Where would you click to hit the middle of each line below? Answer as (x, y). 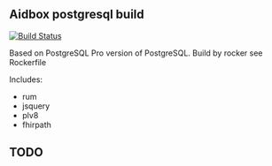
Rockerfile (28, 62)
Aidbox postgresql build (77, 15)
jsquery (36, 106)
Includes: (26, 79)
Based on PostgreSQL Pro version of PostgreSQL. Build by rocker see (136, 53)
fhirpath (36, 124)
